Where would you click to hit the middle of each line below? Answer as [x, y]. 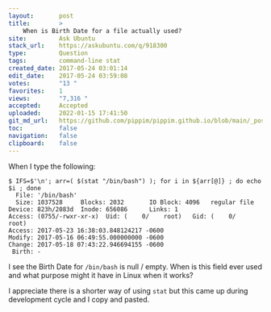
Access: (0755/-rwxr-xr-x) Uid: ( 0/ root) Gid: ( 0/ [122, 216]
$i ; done [25, 188]
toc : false [43, 128]
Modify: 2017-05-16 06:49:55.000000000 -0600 [86, 237]
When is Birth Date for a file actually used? [102, 31]
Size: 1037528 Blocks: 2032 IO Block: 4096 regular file [135, 202]
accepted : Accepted [48, 106]
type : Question [48, 53]
